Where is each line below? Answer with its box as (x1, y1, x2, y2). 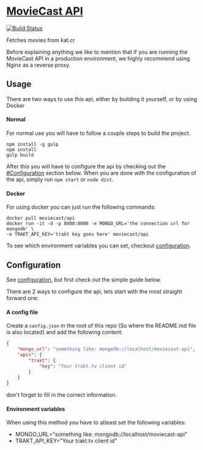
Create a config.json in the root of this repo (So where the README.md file (6, 322, 197, 329)
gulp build (6, 152, 34, 158)
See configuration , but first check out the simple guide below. (6, 276, 162, 283)
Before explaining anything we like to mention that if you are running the (6, 48, 188, 56)
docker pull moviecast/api (6, 216, 75, 222)
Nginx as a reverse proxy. (6, 61, 71, 69)
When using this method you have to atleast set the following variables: (6, 419, 186, 426)
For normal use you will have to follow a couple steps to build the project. (6, 129, 191, 137)
